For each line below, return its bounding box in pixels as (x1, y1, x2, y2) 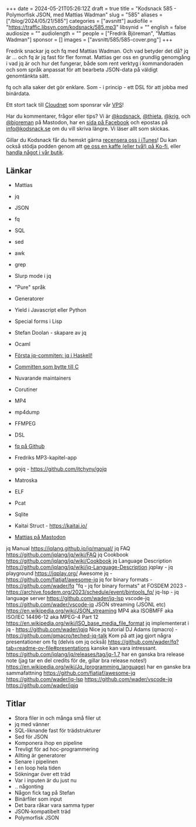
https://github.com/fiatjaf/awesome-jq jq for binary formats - (6, 576, 153, 583)
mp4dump (14, 409, 40, 416)
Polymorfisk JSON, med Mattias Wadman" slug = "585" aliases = (6, 11, 163, 18)
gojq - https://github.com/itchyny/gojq (14, 465, 107, 472)
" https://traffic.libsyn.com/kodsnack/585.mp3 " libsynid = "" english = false (6, 23, 187, 30)
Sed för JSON (14, 733, 49, 740)
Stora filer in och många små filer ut (14, 714, 101, 722)
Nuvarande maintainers (14, 375, 71, 382)
